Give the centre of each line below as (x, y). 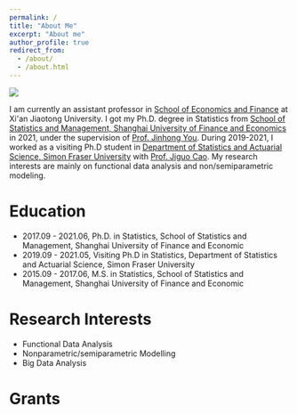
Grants (35, 398)
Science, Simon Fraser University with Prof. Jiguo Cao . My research (133, 156)
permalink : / (33, 17)
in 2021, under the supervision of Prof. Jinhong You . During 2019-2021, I (141, 137)
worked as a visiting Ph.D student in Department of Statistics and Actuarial (146, 147)
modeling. (28, 175)
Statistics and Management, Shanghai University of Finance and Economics (148, 128)
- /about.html (43, 68)
